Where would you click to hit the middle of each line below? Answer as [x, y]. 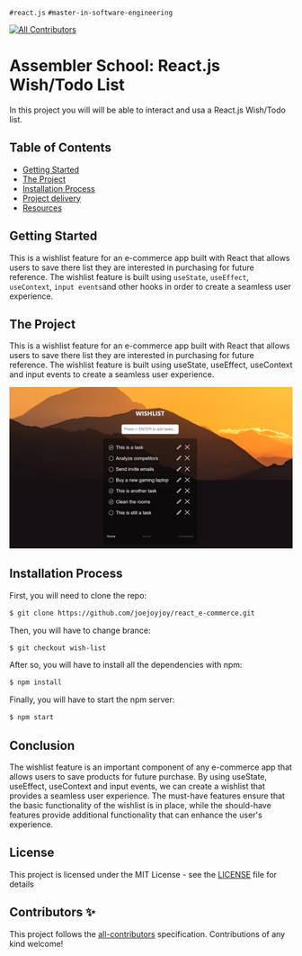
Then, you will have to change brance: [80, 630]
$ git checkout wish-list [58, 648]
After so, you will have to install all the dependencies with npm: [126, 665]
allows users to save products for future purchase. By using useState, [138, 776]
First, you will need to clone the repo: [78, 595]
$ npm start [31, 717]
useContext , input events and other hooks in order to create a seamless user [151, 286]
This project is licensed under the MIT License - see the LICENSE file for [143, 874]
